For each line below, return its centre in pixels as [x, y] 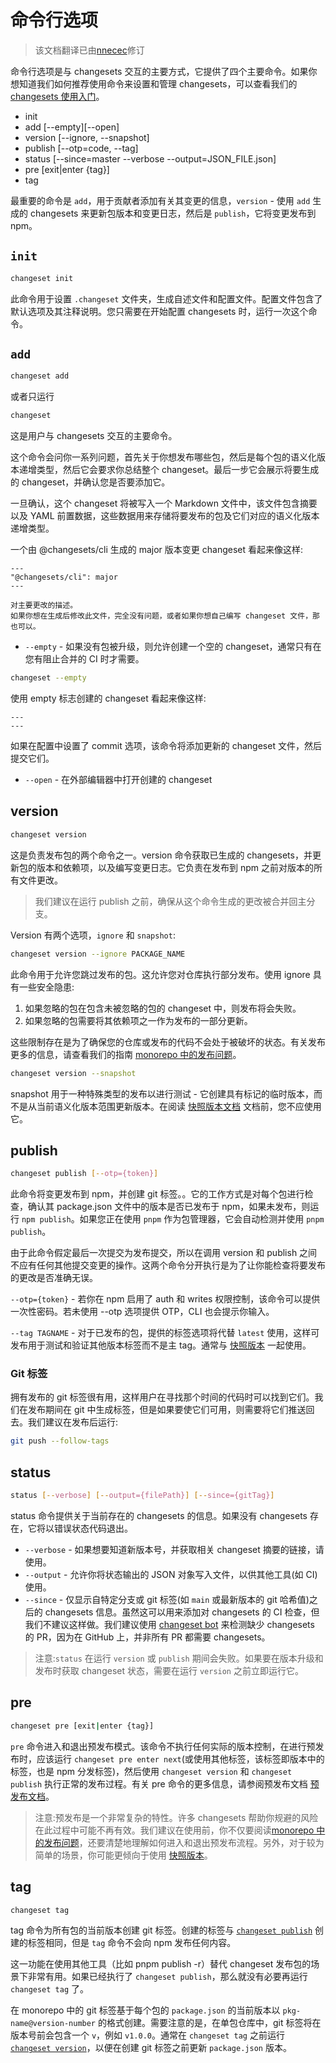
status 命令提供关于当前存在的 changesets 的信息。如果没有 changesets [159, 1516]
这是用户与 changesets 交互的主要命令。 [94, 436]
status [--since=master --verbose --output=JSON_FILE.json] [150, 158]
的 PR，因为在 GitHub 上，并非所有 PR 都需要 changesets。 [147, 1637]
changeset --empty [48, 678]
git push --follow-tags [60, 1441]
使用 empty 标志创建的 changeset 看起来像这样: [108, 698]
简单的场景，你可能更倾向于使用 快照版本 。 [123, 1855]
